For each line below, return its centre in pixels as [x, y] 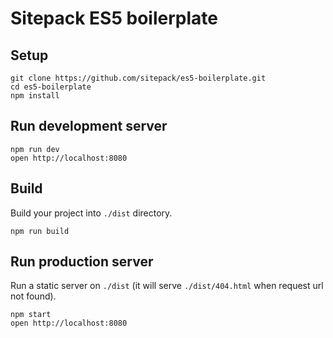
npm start [31, 315]
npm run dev [35, 149]
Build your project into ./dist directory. [91, 213]
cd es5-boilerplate [51, 87]
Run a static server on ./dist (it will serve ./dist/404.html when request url [167, 286]
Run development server [89, 126]
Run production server [82, 262]
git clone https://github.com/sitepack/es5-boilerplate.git [138, 78]
